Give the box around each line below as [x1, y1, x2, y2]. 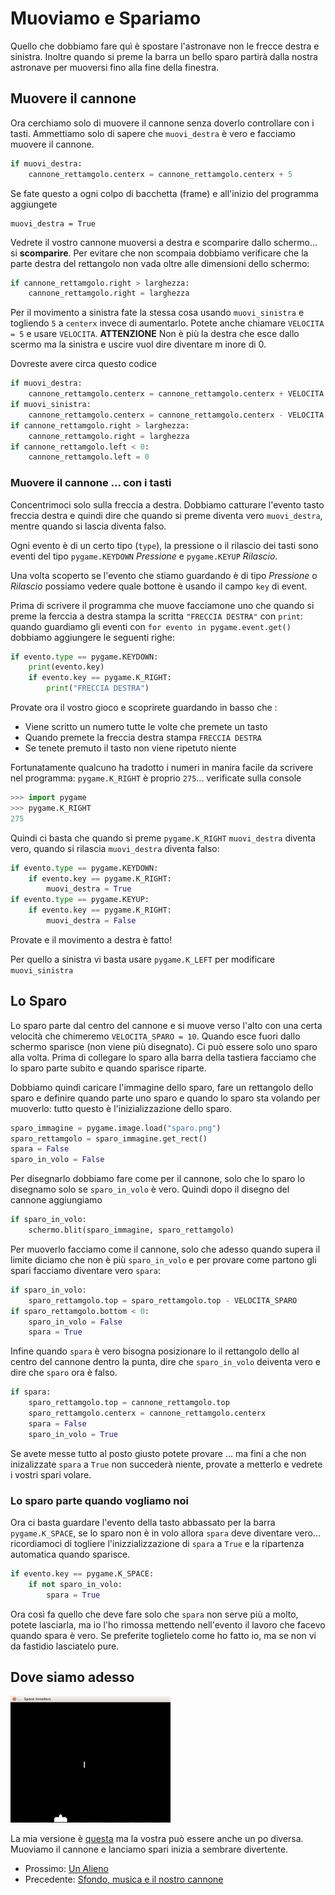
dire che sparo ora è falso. [10, 1367, 118, 1379]
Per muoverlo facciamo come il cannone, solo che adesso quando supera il [10, 1243, 321, 1255]
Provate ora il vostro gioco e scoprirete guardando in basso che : [10, 702, 278, 714]
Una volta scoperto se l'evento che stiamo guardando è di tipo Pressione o [10, 569, 318, 581]
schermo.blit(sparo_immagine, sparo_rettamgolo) [28, 1225, 235, 1236]
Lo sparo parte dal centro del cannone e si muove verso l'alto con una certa [10, 1019, 323, 1031]
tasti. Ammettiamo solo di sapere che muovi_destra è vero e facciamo [10, 127, 297, 139]
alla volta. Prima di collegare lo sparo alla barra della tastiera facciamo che [10, 1051, 317, 1063]
